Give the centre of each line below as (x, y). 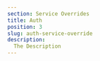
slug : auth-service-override (50, 33)
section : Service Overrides (49, 14)
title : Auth (25, 20)
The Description (37, 46)
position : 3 (25, 27)
